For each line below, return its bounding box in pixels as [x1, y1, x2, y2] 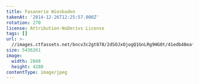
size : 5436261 [6, 47, 41, 53]
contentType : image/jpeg [6, 69, 68, 75]
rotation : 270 [6, 20, 41, 25]
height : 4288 [11, 63, 44, 70]
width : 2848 [11, 58, 41, 64]
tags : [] [6, 31, 28, 37]
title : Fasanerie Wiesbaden [6, 8, 76, 15]
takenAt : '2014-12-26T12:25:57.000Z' [6, 14, 99, 20]
